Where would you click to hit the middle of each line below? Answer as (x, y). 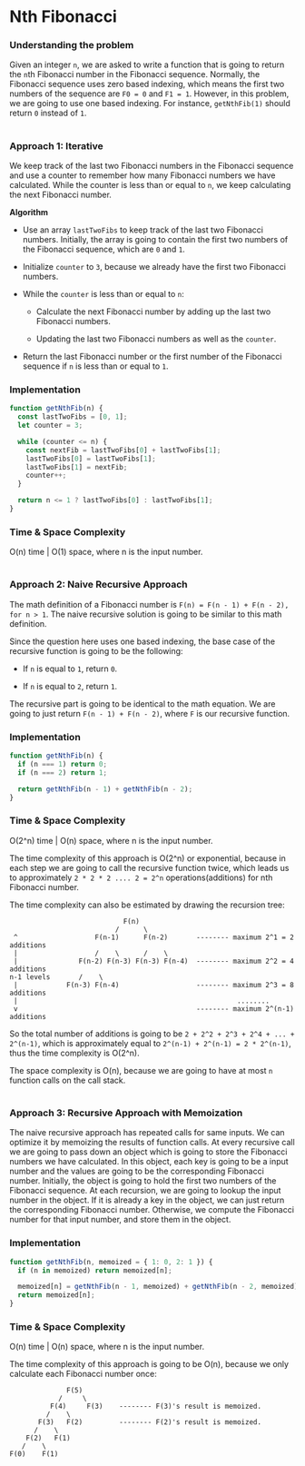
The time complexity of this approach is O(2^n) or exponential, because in (148, 858)
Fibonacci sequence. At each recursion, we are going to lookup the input (145, 1191)
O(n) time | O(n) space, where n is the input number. (107, 1347)
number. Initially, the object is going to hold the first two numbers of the (143, 1181)
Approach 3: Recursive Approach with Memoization (126, 1113)
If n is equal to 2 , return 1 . (70, 686)
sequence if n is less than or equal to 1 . (96, 366)
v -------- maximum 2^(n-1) (154, 1009)
